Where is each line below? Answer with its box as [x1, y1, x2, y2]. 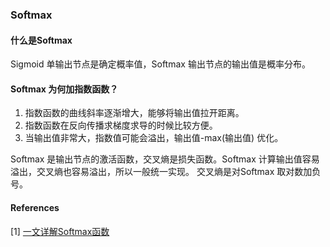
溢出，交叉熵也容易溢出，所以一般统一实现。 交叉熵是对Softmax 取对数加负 [10, 166, 322, 178]
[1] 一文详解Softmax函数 [10, 225, 110, 237]
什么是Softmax [10, 34, 73, 46]
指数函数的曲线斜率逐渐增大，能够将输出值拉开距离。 [24, 107, 245, 119]
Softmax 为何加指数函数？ [10, 83, 119, 95]
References [10, 201, 60, 213]
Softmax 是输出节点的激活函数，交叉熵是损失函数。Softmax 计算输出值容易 [10, 153, 320, 165]
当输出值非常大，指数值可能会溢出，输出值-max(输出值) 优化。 [24, 132, 284, 144]
